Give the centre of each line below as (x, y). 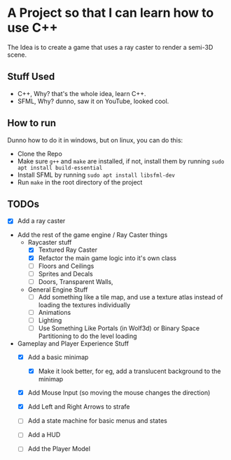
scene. (17, 55)
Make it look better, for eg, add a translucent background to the (129, 371)
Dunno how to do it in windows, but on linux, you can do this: (95, 140)
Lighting (50, 320)
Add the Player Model (59, 449)
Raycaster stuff (50, 243)
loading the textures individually (84, 305)
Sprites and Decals (65, 273)
